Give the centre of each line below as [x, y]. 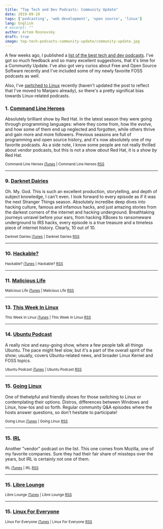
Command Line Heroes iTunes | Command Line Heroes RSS [55, 164]
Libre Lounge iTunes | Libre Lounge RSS [38, 495]
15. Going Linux [24, 386]
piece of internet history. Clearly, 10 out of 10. [50, 228]
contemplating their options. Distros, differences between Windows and [77, 402]
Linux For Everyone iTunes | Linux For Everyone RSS [49, 522]
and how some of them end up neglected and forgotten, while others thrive [80, 129]
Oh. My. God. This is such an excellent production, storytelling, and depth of [81, 192]
